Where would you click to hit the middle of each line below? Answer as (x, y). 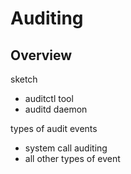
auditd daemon (56, 109)
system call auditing (66, 148)
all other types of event (72, 158)
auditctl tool (49, 98)
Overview (41, 55)
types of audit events (54, 128)
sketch (24, 79)
